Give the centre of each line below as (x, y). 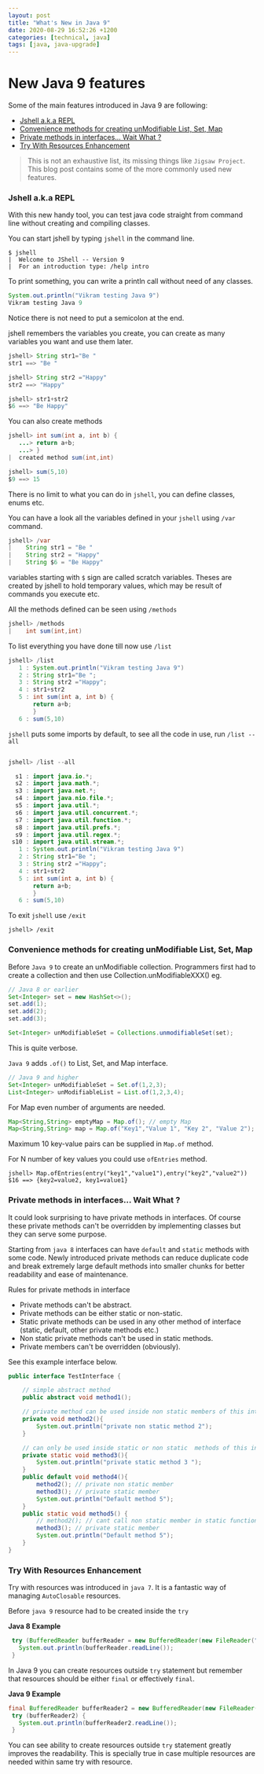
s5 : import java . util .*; (58, 806)
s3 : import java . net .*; (56, 791)
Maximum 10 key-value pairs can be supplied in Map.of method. (111, 1144)
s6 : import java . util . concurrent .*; (77, 813)
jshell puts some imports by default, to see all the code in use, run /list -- (132, 734)
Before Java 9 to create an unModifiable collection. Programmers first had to (132, 967)
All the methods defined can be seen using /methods (93, 609)
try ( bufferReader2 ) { (49, 1715)
